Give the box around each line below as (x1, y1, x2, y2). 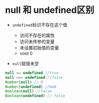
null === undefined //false (5, 75, 63, 80)
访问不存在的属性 (19, 32, 55, 38)
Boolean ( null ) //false (5, 89, 52, 94)
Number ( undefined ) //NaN (5, 84, 56, 89)
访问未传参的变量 (19, 38, 55, 45)
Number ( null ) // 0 (5, 80, 43, 85)
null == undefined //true (5, 70, 58, 75)
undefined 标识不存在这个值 (12, 22, 68, 28)
